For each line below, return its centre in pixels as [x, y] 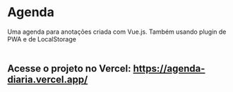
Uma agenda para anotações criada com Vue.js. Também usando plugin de [117, 32]
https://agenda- [169, 68]
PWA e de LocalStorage [42, 39]
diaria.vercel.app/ [48, 80]
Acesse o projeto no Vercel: [70, 68]
